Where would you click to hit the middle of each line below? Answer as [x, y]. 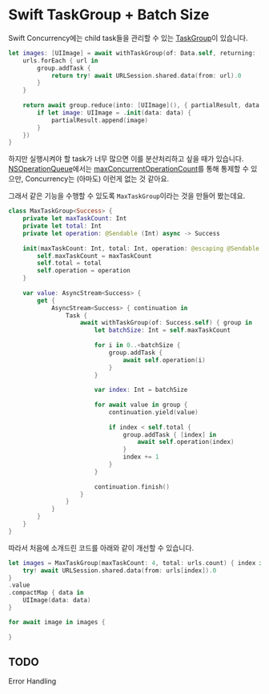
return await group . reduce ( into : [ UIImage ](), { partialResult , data [141, 106]
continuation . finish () [132, 486]
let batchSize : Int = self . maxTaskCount [162, 330]
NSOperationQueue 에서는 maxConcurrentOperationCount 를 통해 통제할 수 [129, 169]
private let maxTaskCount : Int [75, 219]
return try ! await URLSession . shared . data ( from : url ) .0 [146, 75]
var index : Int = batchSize [141, 390]
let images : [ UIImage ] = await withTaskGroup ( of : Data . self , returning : [132, 53]
